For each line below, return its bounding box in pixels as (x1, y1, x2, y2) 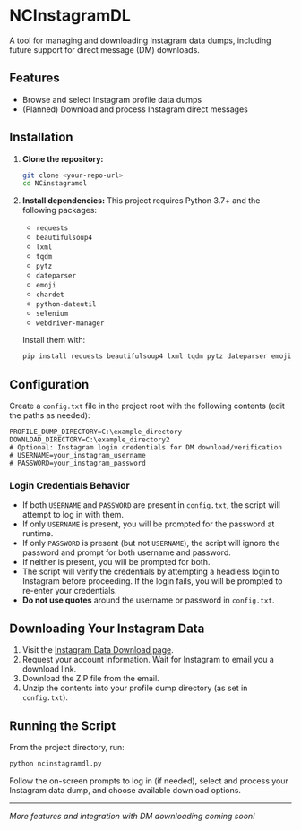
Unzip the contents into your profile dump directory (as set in (21, 682, 248, 694)
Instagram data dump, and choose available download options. (9, 784, 242, 795)
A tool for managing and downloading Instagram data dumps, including (9, 35, 271, 46)
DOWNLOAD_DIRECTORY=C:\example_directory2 (9, 435, 170, 444)
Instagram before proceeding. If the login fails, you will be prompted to (21, 576, 283, 586)
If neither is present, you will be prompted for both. (21, 557, 211, 568)
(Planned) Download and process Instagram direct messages (21, 104, 248, 115)
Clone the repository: (21, 153, 104, 164)
